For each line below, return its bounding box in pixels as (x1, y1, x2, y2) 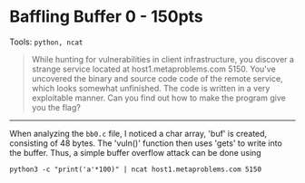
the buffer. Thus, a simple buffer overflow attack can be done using (9, 147, 261, 158)
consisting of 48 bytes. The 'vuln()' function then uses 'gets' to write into (9, 138, 283, 149)
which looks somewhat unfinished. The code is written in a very (31, 82, 271, 93)
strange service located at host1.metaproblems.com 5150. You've (31, 63, 277, 74)
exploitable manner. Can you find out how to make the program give (31, 92, 286, 103)
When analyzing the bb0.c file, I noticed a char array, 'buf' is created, (9, 128, 268, 139)
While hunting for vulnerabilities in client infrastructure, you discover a (31, 53, 295, 64)
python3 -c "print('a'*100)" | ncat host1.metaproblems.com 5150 (9, 165, 261, 174)
